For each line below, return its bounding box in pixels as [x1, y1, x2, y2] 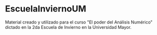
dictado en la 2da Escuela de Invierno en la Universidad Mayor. [5, 24, 132, 30]
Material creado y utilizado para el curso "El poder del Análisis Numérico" [5, 19, 153, 25]
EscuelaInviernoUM [5, 3, 86, 14]
